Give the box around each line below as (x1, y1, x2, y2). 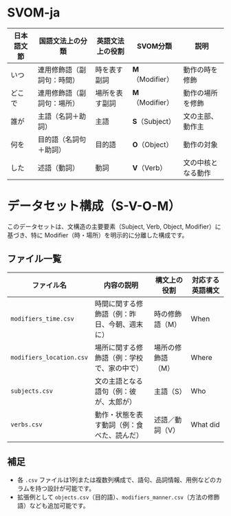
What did (190, 420, 220, 429)
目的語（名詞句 (37, 134, 87, 144)
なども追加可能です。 (29, 501, 89, 510)
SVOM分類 (137, 41, 173, 51)
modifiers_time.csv (10, 314, 74, 323)
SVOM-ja (7, 5, 60, 21)
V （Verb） (132, 163, 167, 173)
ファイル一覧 (7, 253, 62, 265)
